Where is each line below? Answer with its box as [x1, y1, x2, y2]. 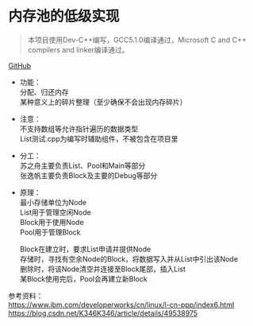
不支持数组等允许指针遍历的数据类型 [19, 124, 139, 134]
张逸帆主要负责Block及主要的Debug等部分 [19, 170, 158, 180]
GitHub [8, 60, 32, 70]
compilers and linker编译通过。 [27, 45, 129, 54]
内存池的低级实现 [8, 7, 121, 25]
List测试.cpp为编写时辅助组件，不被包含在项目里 [19, 134, 178, 143]
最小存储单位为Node [19, 197, 87, 207]
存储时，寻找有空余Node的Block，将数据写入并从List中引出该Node [19, 254, 239, 263]
